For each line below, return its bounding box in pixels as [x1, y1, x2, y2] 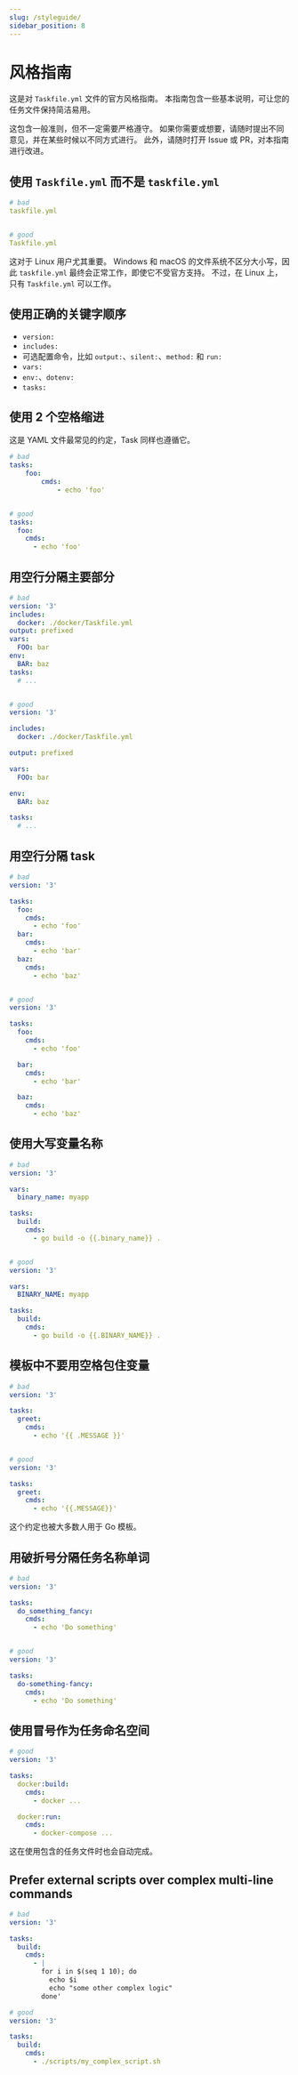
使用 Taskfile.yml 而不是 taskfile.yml [9, 174, 220, 189]
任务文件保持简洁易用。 [9, 104, 95, 116]
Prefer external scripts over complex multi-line [9, 1872, 274, 1887]
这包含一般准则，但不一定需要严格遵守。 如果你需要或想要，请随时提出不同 [9, 124, 285, 134]
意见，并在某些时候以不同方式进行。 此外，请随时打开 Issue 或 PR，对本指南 [9, 134, 289, 145]
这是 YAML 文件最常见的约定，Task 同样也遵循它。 [9, 435, 196, 446]
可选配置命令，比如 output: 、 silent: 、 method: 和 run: [21, 350, 222, 361]
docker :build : [17, 1780, 69, 1789]
